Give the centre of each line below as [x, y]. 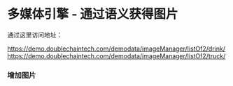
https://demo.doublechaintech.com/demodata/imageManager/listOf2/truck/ [116, 55]
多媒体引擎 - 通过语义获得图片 [93, 14]
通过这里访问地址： [35, 35]
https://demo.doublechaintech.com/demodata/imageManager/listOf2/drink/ [116, 49]
